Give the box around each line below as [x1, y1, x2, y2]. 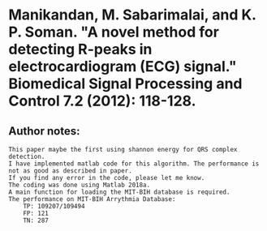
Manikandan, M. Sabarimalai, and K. [8, 6, 256, 24]
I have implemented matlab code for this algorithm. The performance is [8, 160, 260, 168]
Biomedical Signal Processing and [8, 75, 243, 93]
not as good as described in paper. [8, 167, 132, 175]
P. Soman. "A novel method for [8, 23, 219, 41]
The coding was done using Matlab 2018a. [8, 181, 151, 189]
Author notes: [8, 124, 80, 138]
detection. [8, 152, 45, 160]
